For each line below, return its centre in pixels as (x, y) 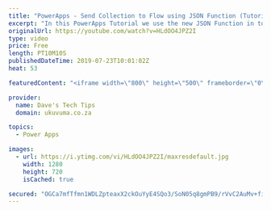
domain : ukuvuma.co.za (54, 113)
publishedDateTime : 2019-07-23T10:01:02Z (79, 61)
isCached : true (48, 179)
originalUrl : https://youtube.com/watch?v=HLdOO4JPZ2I (102, 31)
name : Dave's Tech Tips (55, 105)
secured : (23, 194)
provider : (25, 98)
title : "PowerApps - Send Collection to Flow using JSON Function (122, 16)
